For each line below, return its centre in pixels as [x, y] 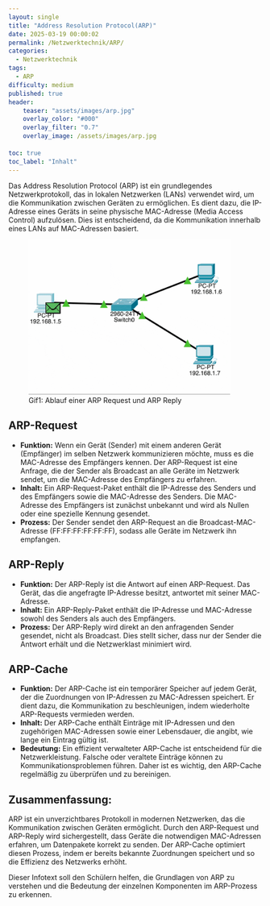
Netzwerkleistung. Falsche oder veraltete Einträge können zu [121, 757]
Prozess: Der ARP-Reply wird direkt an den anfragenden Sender [127, 627]
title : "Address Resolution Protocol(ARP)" [83, 25]
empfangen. [40, 539]
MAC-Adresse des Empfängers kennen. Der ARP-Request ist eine [129, 462]
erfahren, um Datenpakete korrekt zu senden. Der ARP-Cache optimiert [127, 845]
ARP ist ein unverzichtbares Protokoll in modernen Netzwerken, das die [127, 819]
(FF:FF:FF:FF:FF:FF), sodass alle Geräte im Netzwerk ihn [143, 530]
